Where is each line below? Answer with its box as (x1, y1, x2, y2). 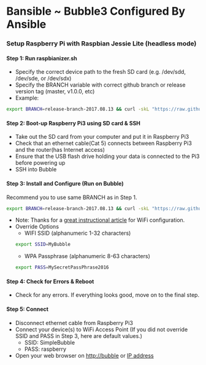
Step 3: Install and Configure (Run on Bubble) (6, 179, 124, 187)
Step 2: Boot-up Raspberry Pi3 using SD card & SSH (6, 119, 141, 127)
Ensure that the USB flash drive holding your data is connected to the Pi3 (15, 152, 200, 160)
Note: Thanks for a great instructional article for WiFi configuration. (15, 216, 185, 224)
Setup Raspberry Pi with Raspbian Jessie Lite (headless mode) (6, 39, 197, 48)
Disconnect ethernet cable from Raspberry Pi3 (15, 319, 134, 326)
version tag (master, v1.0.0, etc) (15, 88, 95, 95)
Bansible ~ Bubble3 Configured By (6, 4, 186, 18)
